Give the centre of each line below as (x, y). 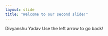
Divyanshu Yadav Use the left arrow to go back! (54, 28)
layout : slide (20, 10)
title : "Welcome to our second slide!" (47, 14)
